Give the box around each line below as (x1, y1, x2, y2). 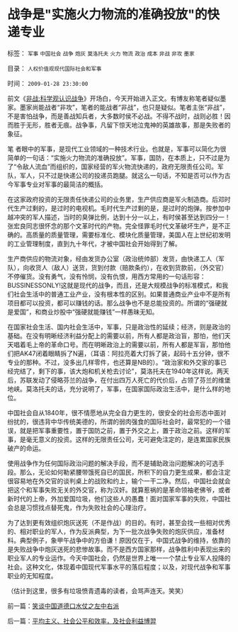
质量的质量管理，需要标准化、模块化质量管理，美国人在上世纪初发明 (31, 230, 231, 239)
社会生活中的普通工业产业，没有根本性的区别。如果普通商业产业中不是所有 (13, 290, 231, 298)
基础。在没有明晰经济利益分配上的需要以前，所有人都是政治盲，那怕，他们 (7, 331, 225, 340)
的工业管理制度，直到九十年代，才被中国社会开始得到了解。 (7, 239, 181, 248)
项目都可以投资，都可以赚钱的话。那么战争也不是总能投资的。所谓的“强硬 (7, 298, 222, 307)
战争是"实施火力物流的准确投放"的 (7, 6, 208, 23)
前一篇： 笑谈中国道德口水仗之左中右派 (7, 602, 119, 610)
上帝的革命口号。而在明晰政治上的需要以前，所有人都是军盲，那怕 (31, 340, 225, 349)
